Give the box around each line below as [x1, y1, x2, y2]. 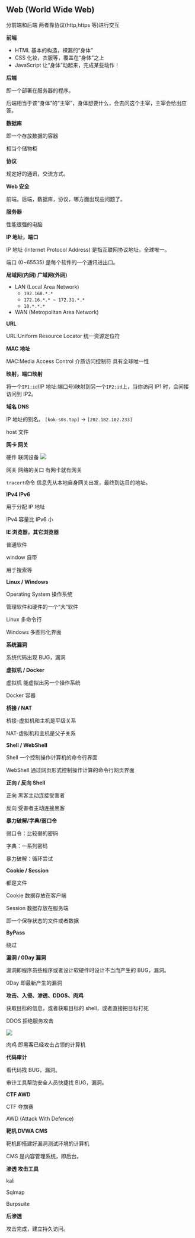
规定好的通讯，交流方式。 [6, 170, 69, 177]
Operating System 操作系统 [6, 590, 73, 598]
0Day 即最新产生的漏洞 [6, 979, 62, 986]
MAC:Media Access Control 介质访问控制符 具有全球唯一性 [6, 357, 149, 365]
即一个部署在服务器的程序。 [6, 86, 74, 94]
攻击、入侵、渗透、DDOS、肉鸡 [6, 992, 84, 999]
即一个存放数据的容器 [6, 132, 58, 139]
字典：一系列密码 [6, 842, 48, 849]
